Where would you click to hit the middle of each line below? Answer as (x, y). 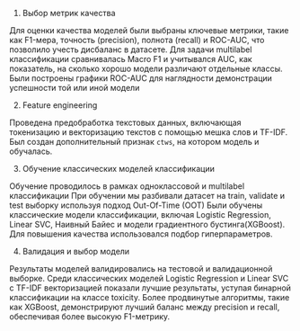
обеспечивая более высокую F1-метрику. (90, 317)
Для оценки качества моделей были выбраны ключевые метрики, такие (149, 30)
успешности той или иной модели (75, 88)
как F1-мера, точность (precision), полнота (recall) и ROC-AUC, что (137, 40)
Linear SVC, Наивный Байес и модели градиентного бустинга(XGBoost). (147, 224)
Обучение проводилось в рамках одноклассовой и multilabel (127, 186)
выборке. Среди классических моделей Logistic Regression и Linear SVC (149, 278)
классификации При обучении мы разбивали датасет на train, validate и (147, 196)
